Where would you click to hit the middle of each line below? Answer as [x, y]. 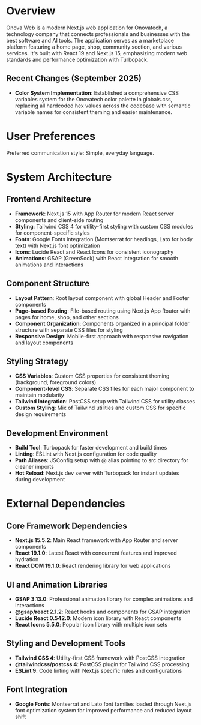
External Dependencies [66, 504]
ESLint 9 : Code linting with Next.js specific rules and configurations [98, 670]
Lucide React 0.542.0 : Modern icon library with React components [98, 618]
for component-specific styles [52, 233]
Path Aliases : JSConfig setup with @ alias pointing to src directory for [102, 460]
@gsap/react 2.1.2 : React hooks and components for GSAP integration [103, 612]
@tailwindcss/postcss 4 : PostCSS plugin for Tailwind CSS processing [102, 664]
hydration [27, 559]
